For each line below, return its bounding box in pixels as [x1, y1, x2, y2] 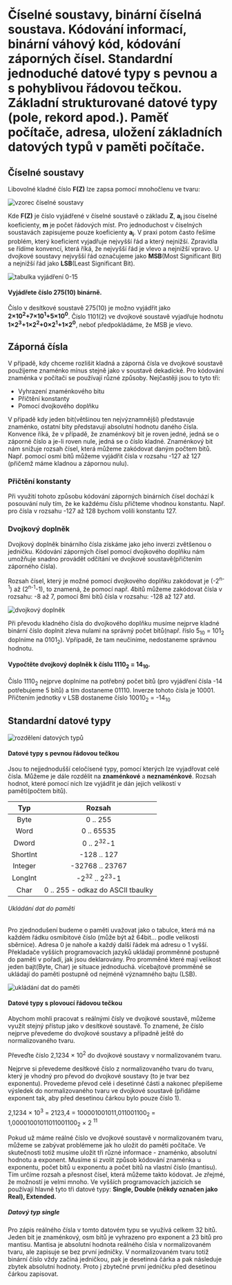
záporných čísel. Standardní [8, 51, 173, 67]
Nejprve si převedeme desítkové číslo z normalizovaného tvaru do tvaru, [8, 1064, 214, 1073]
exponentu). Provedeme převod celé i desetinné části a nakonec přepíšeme [8, 1079, 223, 1087]
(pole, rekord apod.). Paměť [8, 110, 169, 126]
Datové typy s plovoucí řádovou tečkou [8, 999, 123, 1007]
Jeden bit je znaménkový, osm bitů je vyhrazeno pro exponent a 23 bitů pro [8, 1232, 223, 1241]
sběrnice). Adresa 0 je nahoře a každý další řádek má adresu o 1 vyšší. [8, 940, 209, 948]
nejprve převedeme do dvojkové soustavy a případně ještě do [8, 1029, 184, 1038]
